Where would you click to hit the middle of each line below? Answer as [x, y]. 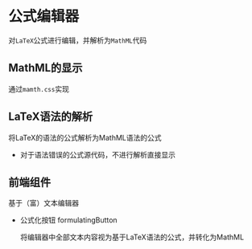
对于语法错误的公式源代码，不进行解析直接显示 [97, 154]
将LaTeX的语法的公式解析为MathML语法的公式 [85, 137]
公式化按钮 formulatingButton [69, 220]
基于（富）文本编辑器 [43, 203]
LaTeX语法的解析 [51, 117]
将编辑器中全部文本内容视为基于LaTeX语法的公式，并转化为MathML [132, 237]
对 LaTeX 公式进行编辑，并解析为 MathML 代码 [78, 40]
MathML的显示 [45, 68]
